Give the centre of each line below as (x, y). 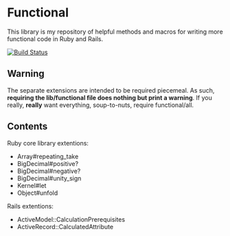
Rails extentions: (30, 206)
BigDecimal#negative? (49, 171)
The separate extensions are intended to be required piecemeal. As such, (111, 90)
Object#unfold (37, 193)
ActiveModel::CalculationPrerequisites (71, 219)
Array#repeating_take (48, 156)
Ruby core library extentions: (48, 143)
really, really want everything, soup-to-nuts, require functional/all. (101, 105)
